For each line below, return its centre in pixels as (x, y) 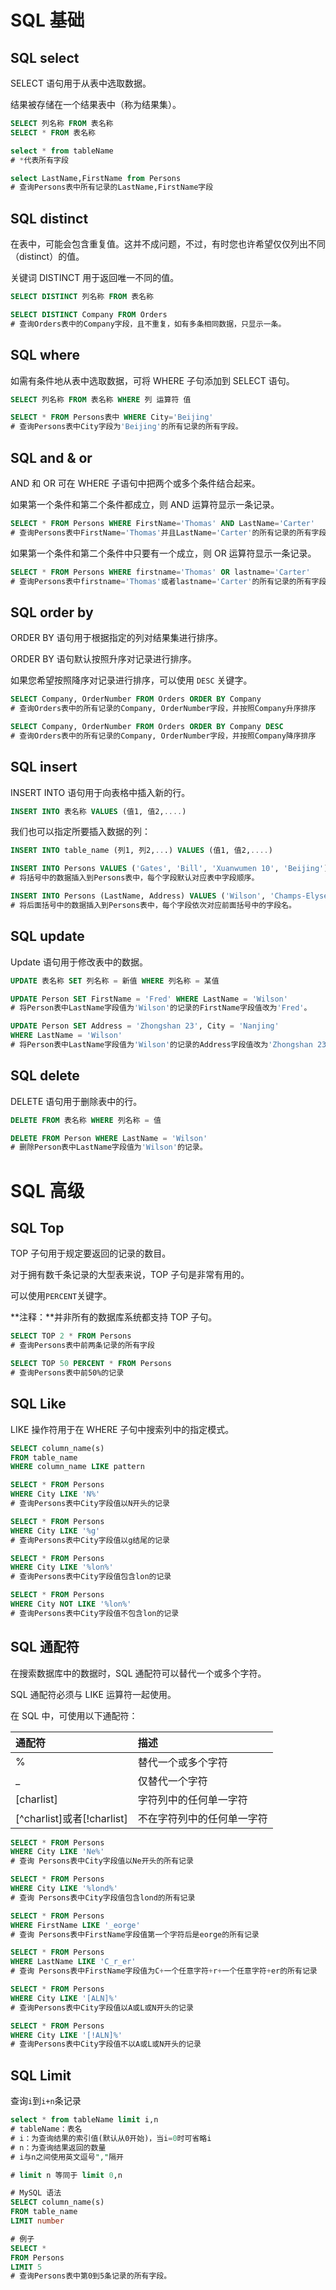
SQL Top (37, 1227)
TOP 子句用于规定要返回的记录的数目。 (91, 1253)
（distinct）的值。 (47, 257)
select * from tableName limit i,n (84, 2120)
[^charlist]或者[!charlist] (71, 1818)
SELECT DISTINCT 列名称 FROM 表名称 (82, 297)
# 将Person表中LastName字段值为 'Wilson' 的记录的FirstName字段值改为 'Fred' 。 (161, 1008)
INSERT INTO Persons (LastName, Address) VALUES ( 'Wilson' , (138, 896)
